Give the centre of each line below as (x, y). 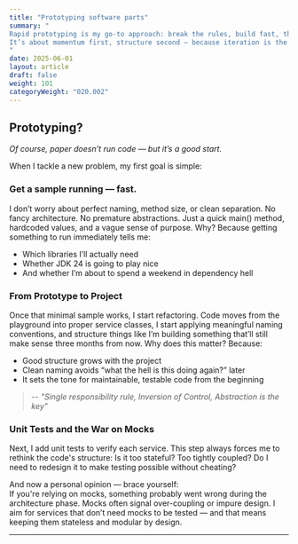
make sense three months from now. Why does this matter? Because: (136, 343)
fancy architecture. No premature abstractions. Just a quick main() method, (147, 217)
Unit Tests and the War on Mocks (82, 429)
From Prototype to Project (66, 296)
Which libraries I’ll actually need (80, 254)
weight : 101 (31, 83)
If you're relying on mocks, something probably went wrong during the (138, 494)
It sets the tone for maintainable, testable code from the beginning (143, 379)
